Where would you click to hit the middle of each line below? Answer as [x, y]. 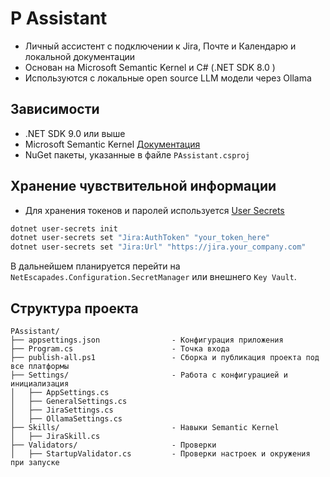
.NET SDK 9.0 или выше [75, 133]
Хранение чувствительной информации [143, 186]
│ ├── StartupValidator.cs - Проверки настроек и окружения [160, 454]
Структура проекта [74, 308]
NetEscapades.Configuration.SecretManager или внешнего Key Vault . [153, 277]
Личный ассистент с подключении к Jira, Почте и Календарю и [160, 46]
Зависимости [55, 109]
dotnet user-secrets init [64, 228]
